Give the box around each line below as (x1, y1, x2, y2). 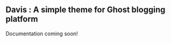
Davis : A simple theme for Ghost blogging (5, 5, 166, 15)
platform (5, 14, 38, 24)
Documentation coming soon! (5, 30, 78, 37)
